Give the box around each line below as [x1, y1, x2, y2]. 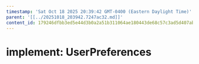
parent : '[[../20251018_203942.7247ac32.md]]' [6, 14, 123, 20]
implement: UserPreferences [6, 45, 152, 59]
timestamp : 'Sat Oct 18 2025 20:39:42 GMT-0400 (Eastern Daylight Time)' [6, 8, 192, 15]
